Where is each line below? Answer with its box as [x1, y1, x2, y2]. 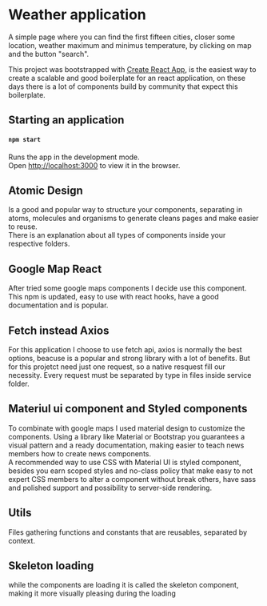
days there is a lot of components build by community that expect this [8, 82, 238, 91]
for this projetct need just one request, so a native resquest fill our [8, 362, 226, 371]
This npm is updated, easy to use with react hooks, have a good [8, 292, 219, 302]
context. [8, 536, 36, 545]
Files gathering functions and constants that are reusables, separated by [8, 527, 248, 537]
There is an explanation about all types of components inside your [8, 231, 226, 240]
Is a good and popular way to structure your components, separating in [8, 205, 243, 215]
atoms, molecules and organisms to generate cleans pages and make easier [8, 214, 259, 223]
